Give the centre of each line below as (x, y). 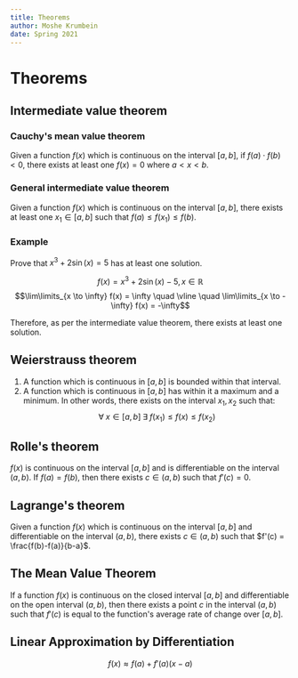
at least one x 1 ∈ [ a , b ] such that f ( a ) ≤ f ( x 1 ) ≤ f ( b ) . (103, 218)
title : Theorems (40, 17)
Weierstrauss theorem (73, 360)
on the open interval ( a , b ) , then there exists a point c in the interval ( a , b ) (143, 604)
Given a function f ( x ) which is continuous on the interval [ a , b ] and (131, 527)
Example (29, 242)
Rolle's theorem (55, 446)
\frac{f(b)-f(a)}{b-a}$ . (51, 545)
